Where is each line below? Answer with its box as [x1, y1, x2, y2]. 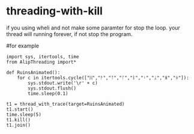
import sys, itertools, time [6, 53, 79, 59]
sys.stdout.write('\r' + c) [28, 80, 98, 86]
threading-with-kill [6, 4, 103, 18]
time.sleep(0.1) [28, 90, 68, 97]
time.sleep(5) [6, 111, 42, 118]
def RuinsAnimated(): [6, 69, 61, 76]
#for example [6, 42, 39, 49]
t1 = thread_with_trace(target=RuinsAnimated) [6, 101, 125, 107]
